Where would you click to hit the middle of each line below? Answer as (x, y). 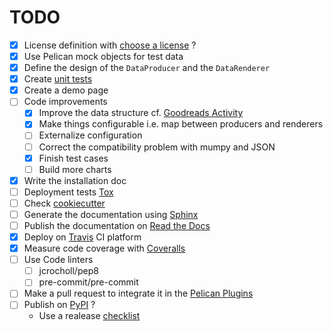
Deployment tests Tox (68, 192)
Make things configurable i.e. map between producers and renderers (181, 124)
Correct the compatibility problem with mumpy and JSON (157, 147)
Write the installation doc (75, 180)
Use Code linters (58, 260)
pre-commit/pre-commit (88, 282)
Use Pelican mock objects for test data (103, 56)
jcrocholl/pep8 (68, 271)
